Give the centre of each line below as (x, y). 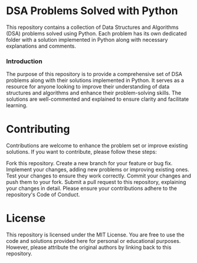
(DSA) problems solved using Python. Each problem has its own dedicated (96, 33)
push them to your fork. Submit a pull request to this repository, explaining (96, 182)
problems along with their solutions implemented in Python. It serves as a (95, 80)
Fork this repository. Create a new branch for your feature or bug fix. (89, 163)
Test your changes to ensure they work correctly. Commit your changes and (99, 176)
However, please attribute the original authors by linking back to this (89, 247)
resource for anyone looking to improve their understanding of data (88, 87)
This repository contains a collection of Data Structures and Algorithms (92, 27)
